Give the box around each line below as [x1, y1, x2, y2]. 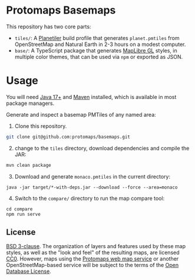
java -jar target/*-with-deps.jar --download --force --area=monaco [6, 184, 178, 190]
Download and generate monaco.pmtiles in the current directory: [14, 173, 171, 180]
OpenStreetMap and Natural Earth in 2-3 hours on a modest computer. [14, 41, 186, 48]
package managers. [6, 100, 55, 107]
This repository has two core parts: [6, 23, 91, 30]
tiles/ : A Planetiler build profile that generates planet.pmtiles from [14, 34, 180, 41]
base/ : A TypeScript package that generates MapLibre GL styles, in [14, 47, 178, 54]
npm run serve [6, 211, 41, 217]
